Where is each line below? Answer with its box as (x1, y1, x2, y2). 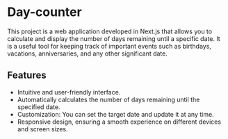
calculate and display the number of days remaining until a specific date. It (7, 34, 220, 42)
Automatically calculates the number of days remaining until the (17, 95, 200, 104)
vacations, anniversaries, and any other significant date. (7, 49, 168, 58)
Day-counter (7, 4, 82, 20)
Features (7, 69, 47, 81)
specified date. (17, 102, 60, 111)
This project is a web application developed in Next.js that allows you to (7, 27, 213, 35)
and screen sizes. (17, 124, 68, 133)
